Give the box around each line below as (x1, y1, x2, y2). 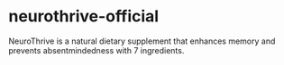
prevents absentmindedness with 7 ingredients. (8, 45, 185, 55)
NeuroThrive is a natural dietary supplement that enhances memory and (8, 36, 276, 46)
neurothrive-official (8, 6, 160, 27)
